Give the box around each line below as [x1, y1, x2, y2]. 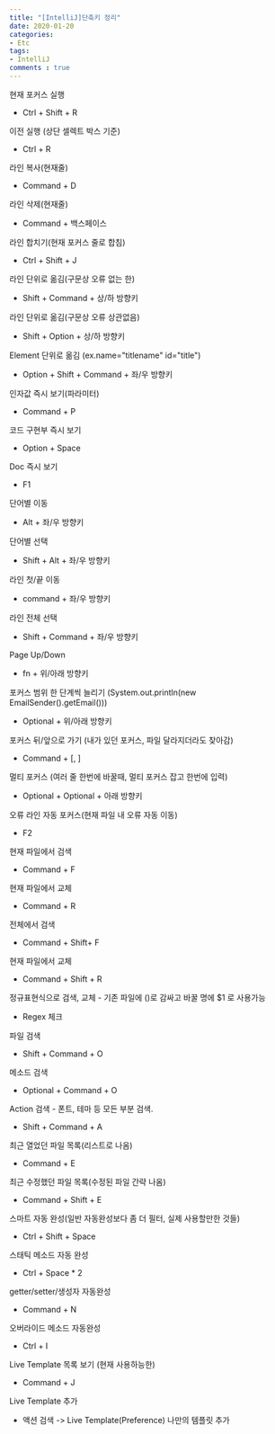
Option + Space [22, 442, 81, 453]
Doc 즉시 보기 [9, 460, 58, 472]
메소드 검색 [9, 1066, 49, 1077]
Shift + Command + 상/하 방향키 [22, 292, 139, 303]
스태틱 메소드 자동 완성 [9, 1249, 89, 1260]
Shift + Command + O [22, 1048, 103, 1059]
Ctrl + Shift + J [22, 254, 77, 265]
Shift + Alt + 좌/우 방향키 [22, 555, 111, 566]
